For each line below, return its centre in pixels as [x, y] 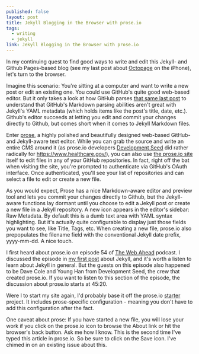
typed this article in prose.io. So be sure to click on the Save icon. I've [91, 338]
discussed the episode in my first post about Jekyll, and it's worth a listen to [99, 259]
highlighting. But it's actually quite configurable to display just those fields [96, 222]
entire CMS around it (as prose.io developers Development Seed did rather [97, 147]
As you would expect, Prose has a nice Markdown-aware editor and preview [99, 190]
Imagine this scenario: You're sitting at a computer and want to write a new [97, 85]
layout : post [22, 17]
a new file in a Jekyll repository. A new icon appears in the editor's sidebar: [98, 209]
